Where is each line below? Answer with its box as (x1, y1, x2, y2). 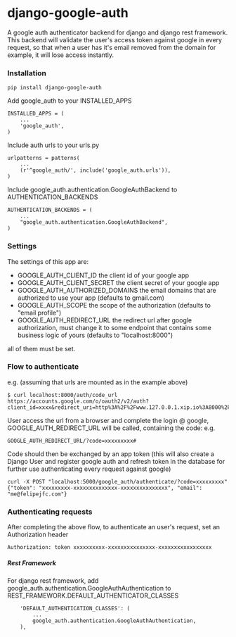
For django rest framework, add (7, 576, 99, 585)
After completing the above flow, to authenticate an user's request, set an (7, 523, 220, 531)
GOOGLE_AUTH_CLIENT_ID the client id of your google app (17, 271, 190, 279)
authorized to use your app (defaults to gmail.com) (17, 294, 165, 302)
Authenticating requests (7, 507, 93, 517)
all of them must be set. (7, 344, 76, 353)
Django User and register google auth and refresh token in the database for (7, 457, 225, 465)
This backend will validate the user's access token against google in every (7, 35, 223, 44)
